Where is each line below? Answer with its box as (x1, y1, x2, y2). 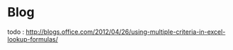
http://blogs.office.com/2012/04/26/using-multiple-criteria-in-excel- (25, 27, 226, 36)
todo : (7, 27, 25, 36)
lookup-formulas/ (7, 35, 59, 43)
